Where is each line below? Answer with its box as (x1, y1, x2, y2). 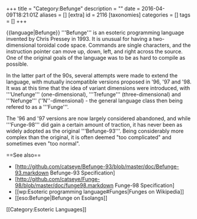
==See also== (6, 152, 42, 159)
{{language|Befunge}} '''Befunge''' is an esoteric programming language (6, 29, 185, 36)
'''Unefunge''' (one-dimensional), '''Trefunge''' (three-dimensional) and (6, 91, 181, 98)
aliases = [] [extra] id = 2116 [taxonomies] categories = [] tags (39, 11, 191, 18)
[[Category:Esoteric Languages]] (6, 206, 87, 212)
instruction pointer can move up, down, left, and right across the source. (6, 48, 183, 55)
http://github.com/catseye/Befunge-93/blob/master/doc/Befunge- (17, 163, 179, 170)
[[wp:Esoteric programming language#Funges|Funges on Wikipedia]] (14, 188, 185, 195)
